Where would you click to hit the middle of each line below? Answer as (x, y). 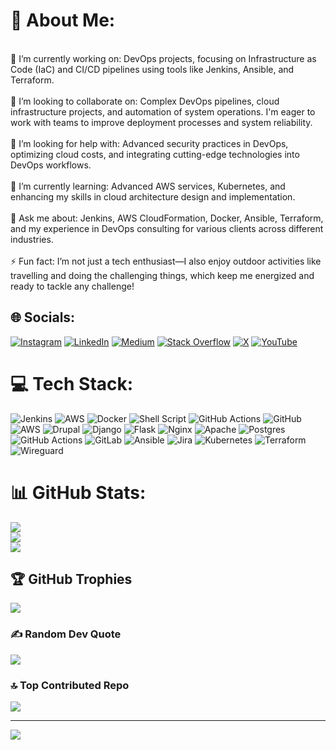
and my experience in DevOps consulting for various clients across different (167, 228)
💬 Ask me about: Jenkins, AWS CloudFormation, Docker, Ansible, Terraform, (167, 218)
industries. (32, 239)
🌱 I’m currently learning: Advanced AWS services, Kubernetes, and (148, 186)
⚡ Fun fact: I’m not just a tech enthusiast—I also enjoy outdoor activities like (166, 261)
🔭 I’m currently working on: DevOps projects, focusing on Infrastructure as (163, 58)
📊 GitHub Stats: (78, 492)
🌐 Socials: (43, 317)
